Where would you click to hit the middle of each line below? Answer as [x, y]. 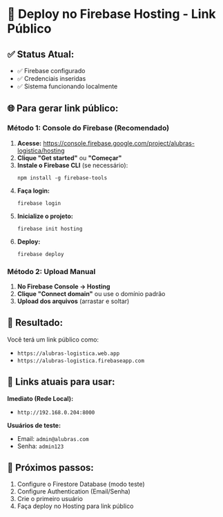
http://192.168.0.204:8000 [56, 412]
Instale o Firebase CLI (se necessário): [72, 165]
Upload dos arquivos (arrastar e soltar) [73, 301]
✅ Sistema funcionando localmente [67, 86]
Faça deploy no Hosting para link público [75, 506]
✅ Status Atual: [41, 54]
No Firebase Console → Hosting [64, 286]
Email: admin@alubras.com [53, 438]
